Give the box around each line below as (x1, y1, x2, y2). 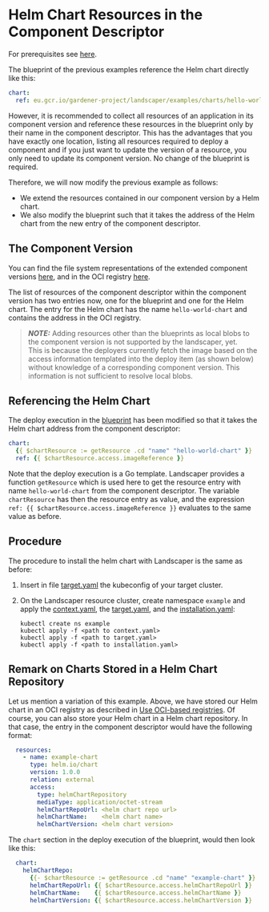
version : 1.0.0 (29, 768, 81, 776)
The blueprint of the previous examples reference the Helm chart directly (8, 64, 250, 74)
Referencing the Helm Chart (8, 394, 151, 407)
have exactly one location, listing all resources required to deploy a (8, 136, 229, 146)
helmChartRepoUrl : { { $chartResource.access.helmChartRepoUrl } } (29, 881, 252, 890)
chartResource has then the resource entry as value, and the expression (8, 494, 245, 504)
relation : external (29, 776, 94, 784)
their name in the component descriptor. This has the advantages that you (8, 128, 253, 137)
